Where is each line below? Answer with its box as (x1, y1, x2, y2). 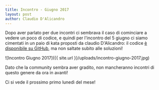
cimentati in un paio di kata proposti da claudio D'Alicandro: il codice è (5, 40, 147, 46)
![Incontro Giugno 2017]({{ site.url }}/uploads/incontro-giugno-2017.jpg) (5, 55, 150, 61)
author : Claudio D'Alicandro (5, 16, 65, 21)
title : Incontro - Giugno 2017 (5, 7, 69, 12)
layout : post (5, 12, 32, 17)
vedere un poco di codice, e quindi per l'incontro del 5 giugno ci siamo (5, 35, 148, 41)
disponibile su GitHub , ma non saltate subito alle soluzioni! (5, 45, 123, 52)
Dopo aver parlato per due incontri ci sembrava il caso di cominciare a (5, 30, 147, 36)
